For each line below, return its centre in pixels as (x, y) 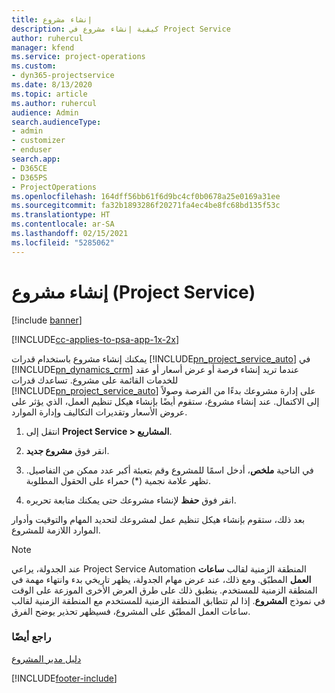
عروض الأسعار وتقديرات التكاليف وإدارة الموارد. (99, 412)
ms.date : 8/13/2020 (52, 85)
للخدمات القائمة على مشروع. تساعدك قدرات (95, 380)
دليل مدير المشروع (46, 658)
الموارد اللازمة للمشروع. (56, 530)
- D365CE (29, 168)
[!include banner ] (47, 320)
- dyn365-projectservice (63, 76)
